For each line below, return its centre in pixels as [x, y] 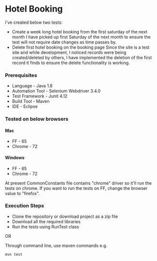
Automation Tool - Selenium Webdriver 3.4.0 [56, 91]
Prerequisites [21, 75]
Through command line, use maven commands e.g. [56, 245]
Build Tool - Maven [31, 101]
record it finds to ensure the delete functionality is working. [71, 63]
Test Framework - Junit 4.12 [40, 96]
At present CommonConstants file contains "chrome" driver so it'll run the [78, 183]
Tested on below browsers [37, 119]
